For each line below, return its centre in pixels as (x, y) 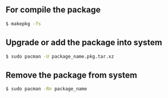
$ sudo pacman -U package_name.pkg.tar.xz (60, 57)
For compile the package (53, 10)
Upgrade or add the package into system (84, 42)
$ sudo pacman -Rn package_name (46, 89)
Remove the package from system (71, 75)
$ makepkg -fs (24, 23)
